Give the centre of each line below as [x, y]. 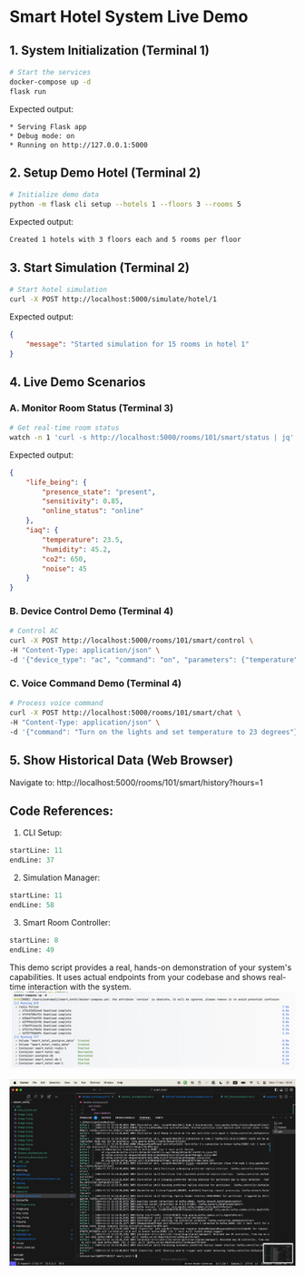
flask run [28, 91]
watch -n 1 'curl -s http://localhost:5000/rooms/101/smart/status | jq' [152, 437]
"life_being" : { [57, 482]
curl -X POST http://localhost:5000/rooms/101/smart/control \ [132, 641]
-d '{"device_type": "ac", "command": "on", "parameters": [123, 660]
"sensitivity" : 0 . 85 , [83, 501]
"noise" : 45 [65, 569]
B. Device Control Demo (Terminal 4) [92, 612]
